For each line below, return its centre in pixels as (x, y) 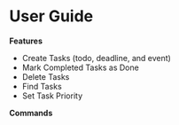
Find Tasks (42, 86)
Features (26, 41)
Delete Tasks (46, 76)
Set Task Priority (52, 96)
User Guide (51, 16)
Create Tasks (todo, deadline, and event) (96, 58)
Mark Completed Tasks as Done (80, 67)
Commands (31, 113)
